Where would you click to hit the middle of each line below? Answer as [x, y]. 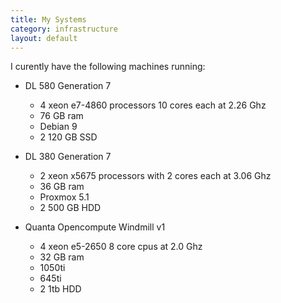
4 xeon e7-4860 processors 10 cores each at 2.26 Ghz [153, 105]
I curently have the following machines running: [108, 67]
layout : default [44, 38]
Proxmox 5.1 [64, 197]
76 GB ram [61, 116]
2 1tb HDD [60, 289]
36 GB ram [62, 187]
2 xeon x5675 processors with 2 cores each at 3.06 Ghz [155, 176]
